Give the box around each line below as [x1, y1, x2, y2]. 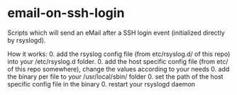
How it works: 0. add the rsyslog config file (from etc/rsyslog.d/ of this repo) [7, 50, 231, 58]
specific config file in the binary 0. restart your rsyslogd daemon [7, 79, 196, 88]
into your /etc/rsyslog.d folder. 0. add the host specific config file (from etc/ [7, 57, 228, 65]
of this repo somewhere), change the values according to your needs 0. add [7, 65, 230, 73]
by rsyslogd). [7, 35, 46, 44]
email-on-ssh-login [7, 5, 125, 21]
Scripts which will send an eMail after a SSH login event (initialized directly [7, 28, 225, 37]
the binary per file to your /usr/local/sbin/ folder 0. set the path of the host [7, 72, 224, 81]
